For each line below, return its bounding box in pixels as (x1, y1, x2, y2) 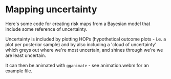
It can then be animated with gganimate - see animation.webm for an (5, 62, 149, 68)
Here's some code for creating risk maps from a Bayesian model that (5, 21, 151, 27)
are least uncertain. (5, 52, 46, 58)
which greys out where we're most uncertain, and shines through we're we (5, 47, 163, 53)
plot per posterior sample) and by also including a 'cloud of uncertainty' (5, 41, 157, 47)
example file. (5, 68, 32, 74)
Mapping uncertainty (5, 4, 97, 15)
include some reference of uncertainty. (5, 26, 88, 32)
